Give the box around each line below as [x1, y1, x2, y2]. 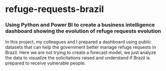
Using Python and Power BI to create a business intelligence [5, 21, 155, 28]
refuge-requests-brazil [5, 3, 104, 15]
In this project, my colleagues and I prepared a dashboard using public [5, 39, 152, 45]
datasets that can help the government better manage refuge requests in [5, 44, 156, 50]
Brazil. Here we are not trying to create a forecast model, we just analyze [5, 49, 156, 55]
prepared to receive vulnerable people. [5, 60, 86, 66]
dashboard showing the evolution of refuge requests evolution [5, 27, 161, 34]
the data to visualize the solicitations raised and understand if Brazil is [5, 55, 150, 61]
